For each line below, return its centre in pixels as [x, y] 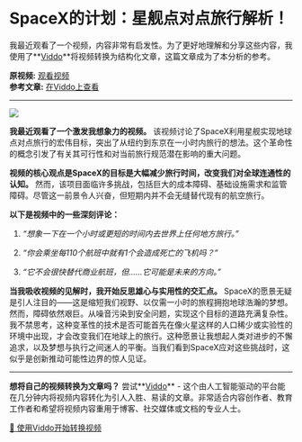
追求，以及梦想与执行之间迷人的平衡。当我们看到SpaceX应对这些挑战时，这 [150, 347]
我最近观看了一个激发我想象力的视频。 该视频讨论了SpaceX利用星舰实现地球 [151, 131]
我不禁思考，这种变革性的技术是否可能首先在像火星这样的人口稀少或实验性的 [151, 324]
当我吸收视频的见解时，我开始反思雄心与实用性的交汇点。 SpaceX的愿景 [143, 291]
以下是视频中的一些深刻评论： [64, 214]
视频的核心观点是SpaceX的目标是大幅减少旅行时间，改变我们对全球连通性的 [150, 173]
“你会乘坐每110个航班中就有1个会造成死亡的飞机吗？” [120, 252]
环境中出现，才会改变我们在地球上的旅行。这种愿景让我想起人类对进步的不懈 [151, 336]
